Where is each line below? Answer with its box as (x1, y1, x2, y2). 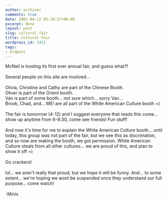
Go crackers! (5, 159, 32, 165)
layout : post (5, 26, 33, 31)
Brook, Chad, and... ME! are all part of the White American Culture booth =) (5, 100, 160, 106)
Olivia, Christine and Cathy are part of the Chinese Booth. (5, 84, 124, 90)
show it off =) (5, 148, 33, 154)
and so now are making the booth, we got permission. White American (5, 137, 150, 143)
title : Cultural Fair (5, 36, 51, 41)
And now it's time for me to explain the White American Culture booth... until (5, 127, 162, 133)
